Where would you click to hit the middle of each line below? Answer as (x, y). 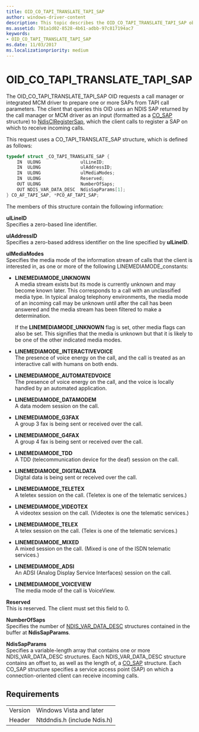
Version (20, 710)
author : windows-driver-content (46, 17)
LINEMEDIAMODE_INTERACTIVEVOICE (64, 351)
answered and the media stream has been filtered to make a (88, 309)
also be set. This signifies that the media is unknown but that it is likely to (104, 333)
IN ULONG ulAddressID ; (65, 168)
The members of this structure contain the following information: (85, 206)
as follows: (19, 146)
